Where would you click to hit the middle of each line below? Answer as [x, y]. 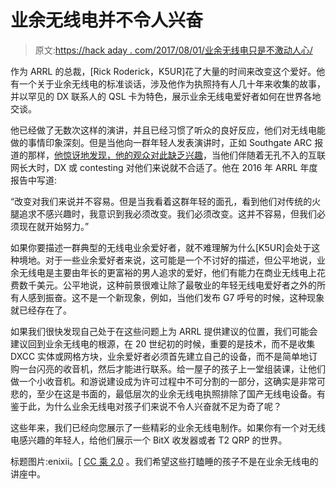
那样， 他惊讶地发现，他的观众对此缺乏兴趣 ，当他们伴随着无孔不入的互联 [176, 155]
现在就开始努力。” [54, 226]
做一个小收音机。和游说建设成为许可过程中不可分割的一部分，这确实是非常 [163, 381]
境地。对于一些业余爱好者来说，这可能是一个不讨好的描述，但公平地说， [167, 260]
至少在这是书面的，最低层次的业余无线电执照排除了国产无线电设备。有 [181, 393]
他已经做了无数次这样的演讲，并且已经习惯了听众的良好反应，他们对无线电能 [168, 130]
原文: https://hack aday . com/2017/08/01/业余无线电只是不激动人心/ [173, 50]
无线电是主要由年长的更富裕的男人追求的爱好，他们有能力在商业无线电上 [167, 272]
